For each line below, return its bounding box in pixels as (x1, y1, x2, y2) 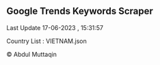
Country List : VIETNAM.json (6, 37, 87, 45)
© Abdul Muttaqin (6, 50, 57, 58)
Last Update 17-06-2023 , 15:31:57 (6, 23, 104, 31)
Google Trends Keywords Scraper (6, 5, 153, 17)
